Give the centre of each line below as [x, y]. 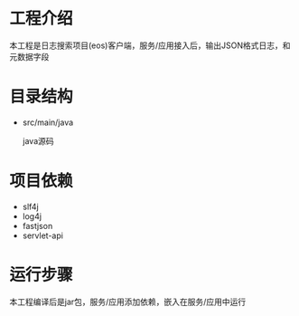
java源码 [38, 140]
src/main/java [48, 122]
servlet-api [42, 235]
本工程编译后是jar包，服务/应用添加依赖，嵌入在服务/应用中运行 [128, 302]
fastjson [37, 225]
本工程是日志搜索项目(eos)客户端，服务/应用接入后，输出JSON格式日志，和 [150, 45]
